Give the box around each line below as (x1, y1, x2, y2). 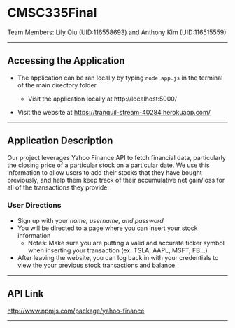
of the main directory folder (17, 80, 97, 89)
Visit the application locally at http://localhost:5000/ (27, 94, 177, 103)
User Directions (7, 201, 62, 211)
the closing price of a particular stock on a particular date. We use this (7, 161, 210, 169)
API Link (7, 288, 44, 300)
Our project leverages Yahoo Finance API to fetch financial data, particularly (7, 153, 226, 162)
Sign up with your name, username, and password (17, 216, 164, 224)
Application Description (7, 135, 113, 147)
